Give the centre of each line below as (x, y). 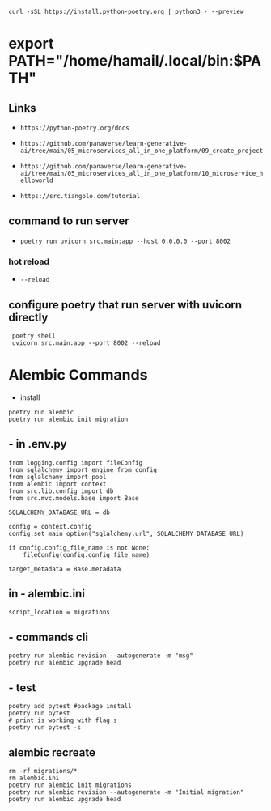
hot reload (29, 261)
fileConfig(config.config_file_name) (87, 554)
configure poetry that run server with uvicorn (125, 305)
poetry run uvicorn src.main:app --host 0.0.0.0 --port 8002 (125, 241)
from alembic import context (57, 484)
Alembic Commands (78, 375)
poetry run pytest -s (45, 728)
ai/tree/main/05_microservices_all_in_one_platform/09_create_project (142, 151)
